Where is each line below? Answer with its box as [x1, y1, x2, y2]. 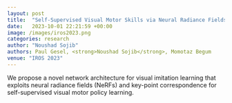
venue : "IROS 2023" [7, 55, 64, 62]
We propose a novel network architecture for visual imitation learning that [7, 73, 216, 82]
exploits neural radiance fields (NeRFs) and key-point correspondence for [7, 80, 217, 89]
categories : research [7, 36, 70, 43]
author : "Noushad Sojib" [7, 42, 79, 49]
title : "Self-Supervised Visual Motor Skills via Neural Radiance [7, 16, 206, 23]
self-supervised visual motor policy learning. [7, 88, 135, 96]
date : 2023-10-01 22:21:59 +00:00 [7, 23, 113, 30]
